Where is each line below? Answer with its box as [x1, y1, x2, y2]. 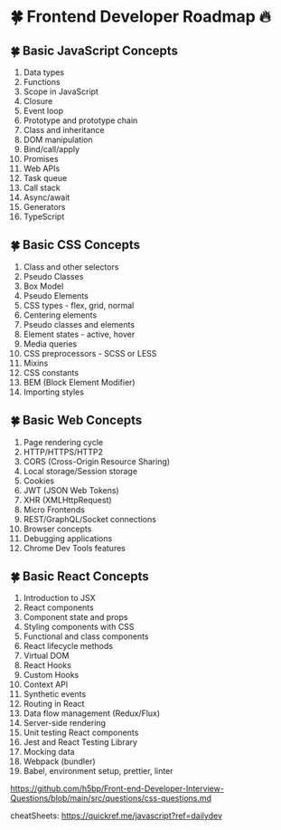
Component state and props [23, 612, 128, 623]
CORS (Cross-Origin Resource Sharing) [23, 455, 171, 467]
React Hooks [23, 660, 71, 671]
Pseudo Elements [23, 290, 89, 301]
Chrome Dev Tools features [23, 542, 126, 553]
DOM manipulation [23, 134, 93, 145]
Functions [23, 77, 61, 87]
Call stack [23, 183, 61, 193]
